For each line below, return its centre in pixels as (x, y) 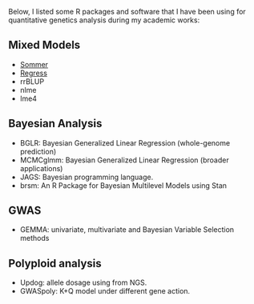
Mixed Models (44, 45)
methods (34, 238)
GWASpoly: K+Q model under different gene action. (105, 291)
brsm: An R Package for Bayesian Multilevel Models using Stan (123, 185)
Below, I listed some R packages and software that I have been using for (127, 12)
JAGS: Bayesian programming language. (87, 177)
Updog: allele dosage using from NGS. (83, 282)
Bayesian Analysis (55, 124)
